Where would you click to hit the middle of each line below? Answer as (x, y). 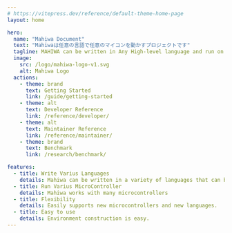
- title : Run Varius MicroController (68, 186)
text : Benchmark (49, 148)
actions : (26, 77)
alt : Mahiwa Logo (45, 71)
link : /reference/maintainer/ (69, 136)
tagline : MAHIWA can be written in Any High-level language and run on (119, 52)
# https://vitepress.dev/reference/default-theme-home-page (96, 13)
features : (21, 167)
